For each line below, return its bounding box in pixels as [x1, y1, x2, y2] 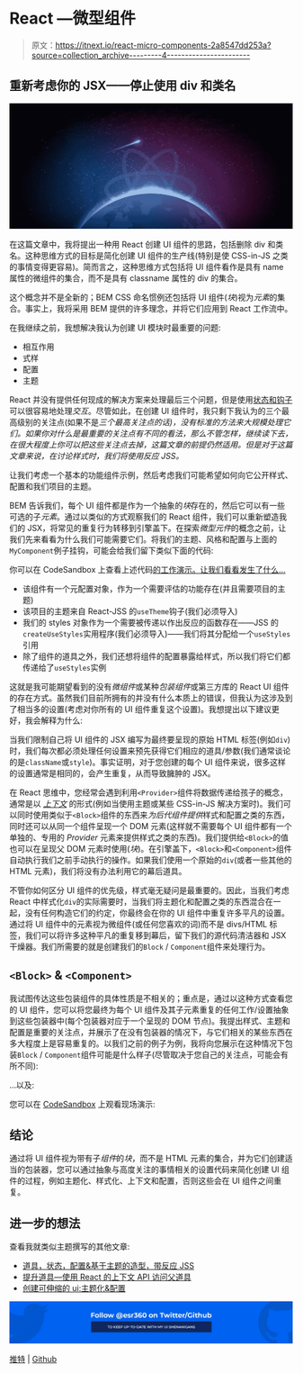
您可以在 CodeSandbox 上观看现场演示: [9, 1098, 156, 1109]
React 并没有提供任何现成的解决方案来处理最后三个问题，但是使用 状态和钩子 [9, 393, 293, 405]
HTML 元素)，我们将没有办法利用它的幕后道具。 [9, 865, 187, 876]
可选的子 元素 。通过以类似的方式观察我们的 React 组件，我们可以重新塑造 [9, 510, 280, 522]
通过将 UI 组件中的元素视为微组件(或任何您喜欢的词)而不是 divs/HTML [9, 918, 268, 929]
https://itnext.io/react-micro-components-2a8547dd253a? [55, 40, 272, 50]
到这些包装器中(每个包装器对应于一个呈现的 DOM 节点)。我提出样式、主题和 [9, 1015, 290, 1026]
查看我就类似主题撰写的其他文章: [9, 1242, 130, 1252]
